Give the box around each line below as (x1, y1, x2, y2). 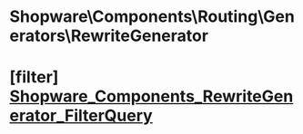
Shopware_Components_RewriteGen (9, 86, 294, 107)
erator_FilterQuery (9, 106, 153, 126)
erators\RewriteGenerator (9, 25, 209, 46)
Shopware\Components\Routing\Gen (9, 6, 296, 27)
